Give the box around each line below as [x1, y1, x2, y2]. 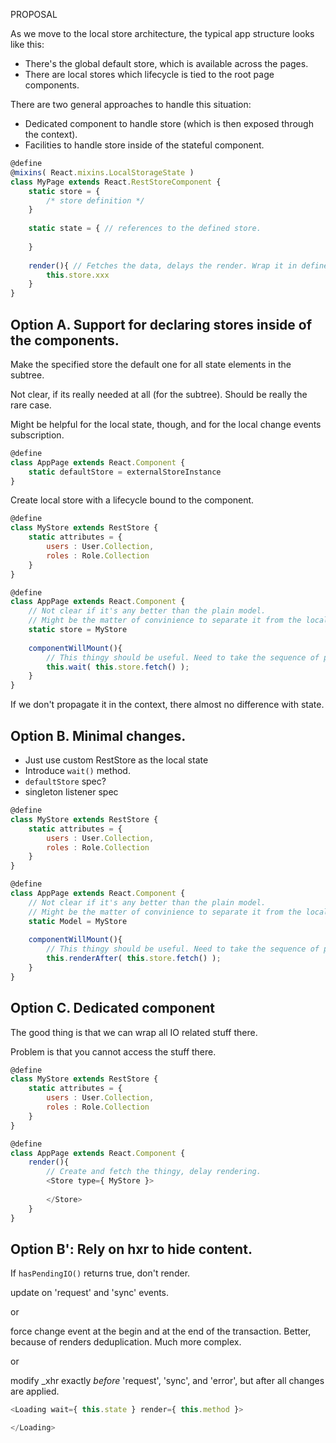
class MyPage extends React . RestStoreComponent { [10, 177, 222, 187]
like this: [10, 39, 45, 50]
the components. [10, 332, 120, 349]
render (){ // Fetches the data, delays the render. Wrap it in [28, 260, 298, 271]
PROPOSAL [10, 9, 58, 20]
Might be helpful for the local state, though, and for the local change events [10, 418, 322, 430]
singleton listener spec [24, 786, 119, 798]
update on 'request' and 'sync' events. [10, 1287, 170, 1299]
